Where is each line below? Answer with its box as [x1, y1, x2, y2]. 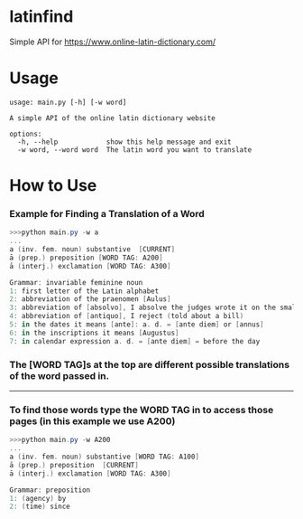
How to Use [9, 175, 97, 196]
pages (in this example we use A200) [9, 414, 176, 427]
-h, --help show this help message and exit [17, 137, 232, 146]
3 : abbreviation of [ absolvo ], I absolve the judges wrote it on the [9, 303, 277, 313]
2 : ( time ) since [9, 502, 70, 512]
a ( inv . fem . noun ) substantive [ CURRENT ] [9, 245, 176, 254]
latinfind [9, 6, 74, 27]
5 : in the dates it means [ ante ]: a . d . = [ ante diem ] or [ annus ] [9, 320, 264, 329]
